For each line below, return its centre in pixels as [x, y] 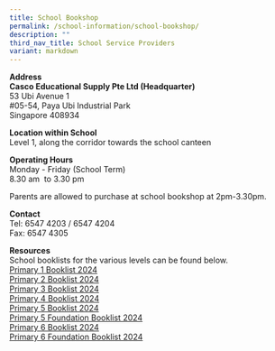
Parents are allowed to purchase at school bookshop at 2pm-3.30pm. [138, 197]
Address [26, 77]
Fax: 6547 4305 [39, 233]
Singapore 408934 [45, 115]
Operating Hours [41, 160]
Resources [30, 251]
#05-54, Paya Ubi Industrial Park [70, 106]
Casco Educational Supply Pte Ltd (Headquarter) [102, 87]
